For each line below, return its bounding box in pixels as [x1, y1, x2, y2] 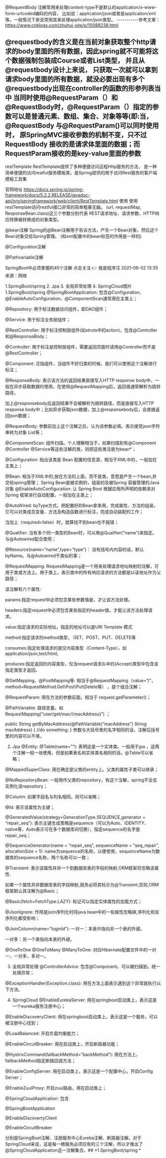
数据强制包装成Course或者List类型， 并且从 [11, 57, 145, 65]
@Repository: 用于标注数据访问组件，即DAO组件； [5, 306, 108, 312]
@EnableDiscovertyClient [5, 1115, 57, 1121]
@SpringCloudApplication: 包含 [5, 1095, 69, 1101]
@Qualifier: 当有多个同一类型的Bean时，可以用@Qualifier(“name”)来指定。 [5, 529, 157, 535]
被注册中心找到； [5, 1020, 40, 1026]
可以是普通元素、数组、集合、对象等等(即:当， [11, 112, 153, 120]
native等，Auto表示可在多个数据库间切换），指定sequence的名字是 [5, 826, 140, 832]
